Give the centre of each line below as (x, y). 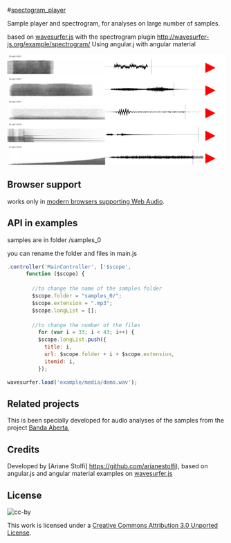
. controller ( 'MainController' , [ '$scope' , (69, 267)
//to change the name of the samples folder (97, 289)
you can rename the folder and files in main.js (72, 253)
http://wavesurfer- (183, 37)
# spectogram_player (37, 10)
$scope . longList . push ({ (72, 340)
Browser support (44, 185)
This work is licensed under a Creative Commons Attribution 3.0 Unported (113, 525)
